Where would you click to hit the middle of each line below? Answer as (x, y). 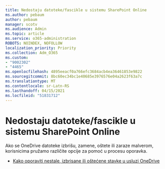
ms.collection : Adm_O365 (32, 53)
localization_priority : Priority (41, 48)
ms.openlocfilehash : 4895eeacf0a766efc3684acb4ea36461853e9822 (74, 72)
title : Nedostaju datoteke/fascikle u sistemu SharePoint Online (76, 10)
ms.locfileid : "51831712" (33, 95)
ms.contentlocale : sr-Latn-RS (37, 86)
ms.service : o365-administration (41, 39)
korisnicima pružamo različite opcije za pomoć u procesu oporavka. (76, 151)
